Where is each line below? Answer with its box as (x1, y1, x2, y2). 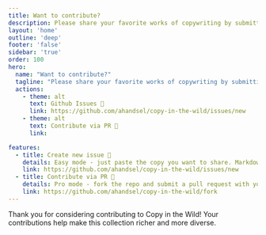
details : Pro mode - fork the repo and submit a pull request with (22, 180, 249, 188)
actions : (15, 85, 44, 93)
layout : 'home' (8, 26, 59, 34)
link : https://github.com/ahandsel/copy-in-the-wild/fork (22, 188, 218, 195)
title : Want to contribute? (8, 11, 101, 20)
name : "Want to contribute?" (15, 70, 112, 78)
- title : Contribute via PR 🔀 (15, 173, 115, 181)
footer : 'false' (8, 41, 62, 49)
